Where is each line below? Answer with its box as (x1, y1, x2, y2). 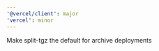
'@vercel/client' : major (6, 10, 79, 17)
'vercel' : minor (6, 17, 54, 24)
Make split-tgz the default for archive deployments (6, 36, 152, 44)
